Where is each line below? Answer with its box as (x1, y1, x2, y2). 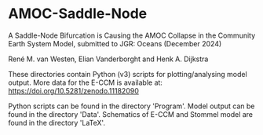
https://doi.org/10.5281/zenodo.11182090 (8, 86, 139, 95)
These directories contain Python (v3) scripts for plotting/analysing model (8, 69, 247, 78)
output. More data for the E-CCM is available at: (8, 78, 163, 87)
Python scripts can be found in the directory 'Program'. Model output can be (8, 101, 255, 111)
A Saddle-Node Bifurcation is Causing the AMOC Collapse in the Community (8, 31, 256, 40)
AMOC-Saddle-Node (8, 5, 148, 23)
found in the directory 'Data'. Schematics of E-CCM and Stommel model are (8, 109, 254, 119)
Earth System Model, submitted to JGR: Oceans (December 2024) (8, 38, 222, 48)
